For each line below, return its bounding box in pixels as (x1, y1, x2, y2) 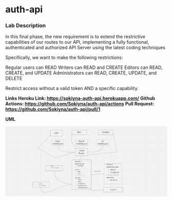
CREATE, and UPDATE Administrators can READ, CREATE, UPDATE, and (5, 70, 157, 76)
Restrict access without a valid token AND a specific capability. (5, 85, 139, 92)
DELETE (5, 76, 23, 82)
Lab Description (5, 22, 46, 29)
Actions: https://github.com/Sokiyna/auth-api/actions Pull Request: (5, 101, 155, 107)
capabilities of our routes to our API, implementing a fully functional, (5, 39, 149, 45)
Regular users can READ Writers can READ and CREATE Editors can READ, (5, 64, 163, 70)
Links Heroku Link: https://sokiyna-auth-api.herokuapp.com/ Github (5, 95, 156, 101)
